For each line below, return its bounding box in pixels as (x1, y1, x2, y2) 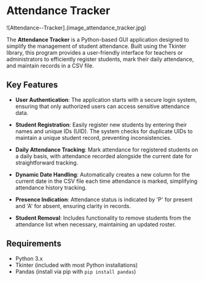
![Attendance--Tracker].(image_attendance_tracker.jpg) (6, 24, 146, 31)
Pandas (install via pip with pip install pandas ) (15, 268, 136, 275)
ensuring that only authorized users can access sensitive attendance (15, 102, 190, 110)
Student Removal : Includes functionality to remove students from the (15, 214, 192, 221)
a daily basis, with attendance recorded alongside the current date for (15, 152, 192, 160)
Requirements (6, 239, 61, 249)
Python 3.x (15, 255, 43, 262)
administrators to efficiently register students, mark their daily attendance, (6, 55, 194, 63)
